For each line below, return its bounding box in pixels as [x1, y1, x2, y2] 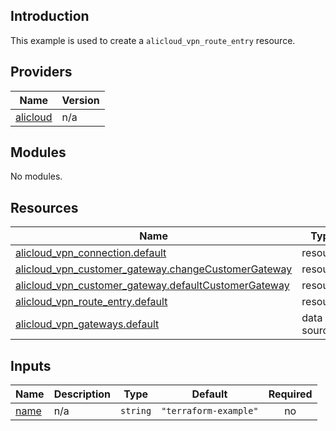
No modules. [10, 170, 63, 183]
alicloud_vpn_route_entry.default [15, 295, 168, 309]
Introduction [10, 8, 90, 25]
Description [53, 387, 112, 401]
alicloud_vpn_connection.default [15, 246, 167, 260]
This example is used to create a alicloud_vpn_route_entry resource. [10, 34, 296, 46]
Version [61, 93, 100, 107]
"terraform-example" [161, 405, 259, 417]
